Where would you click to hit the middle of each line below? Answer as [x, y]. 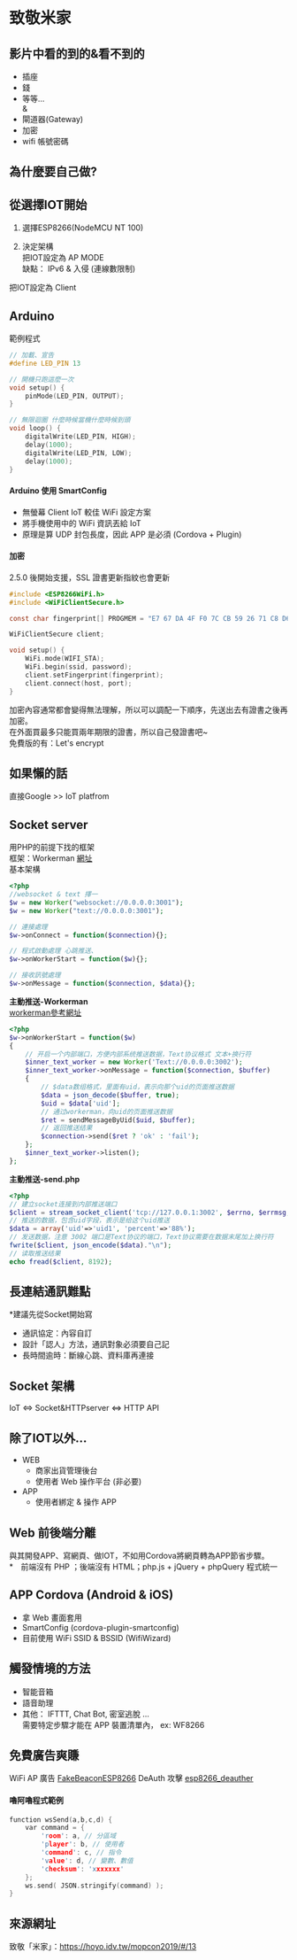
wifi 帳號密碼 [45, 141]
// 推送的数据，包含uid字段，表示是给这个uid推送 [90, 1220]
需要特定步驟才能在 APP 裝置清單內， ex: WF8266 [113, 1724]
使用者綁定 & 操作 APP [76, 1502]
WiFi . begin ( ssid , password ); [79, 667]
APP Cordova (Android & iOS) [91, 1595]
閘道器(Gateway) [53, 119]
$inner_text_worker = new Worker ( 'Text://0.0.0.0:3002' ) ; [134, 1062]
